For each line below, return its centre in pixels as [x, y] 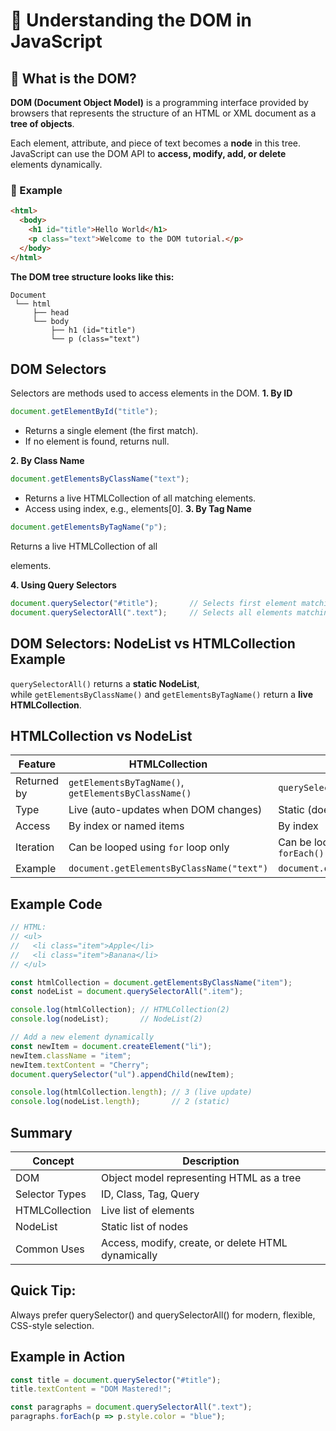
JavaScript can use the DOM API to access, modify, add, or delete [148, 153]
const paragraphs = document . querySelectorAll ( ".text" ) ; [131, 1407]
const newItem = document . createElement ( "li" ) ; [111, 1046]
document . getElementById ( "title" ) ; [84, 412]
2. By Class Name [47, 461]
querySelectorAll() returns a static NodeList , [105, 683]
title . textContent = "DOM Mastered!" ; [91, 1389]
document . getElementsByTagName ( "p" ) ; [89, 527]
